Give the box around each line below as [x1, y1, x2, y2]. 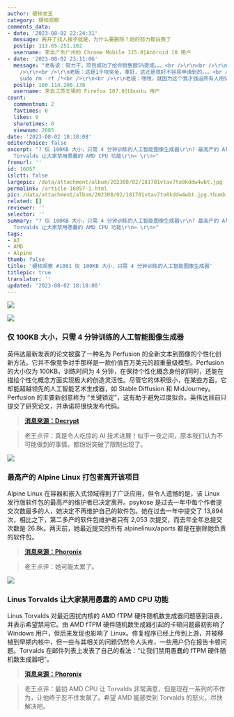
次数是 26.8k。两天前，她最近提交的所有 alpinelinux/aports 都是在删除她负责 [7, 523, 226, 533]
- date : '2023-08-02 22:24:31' [7, 29, 98, 37]
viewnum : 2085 [13, 127, 54, 134]
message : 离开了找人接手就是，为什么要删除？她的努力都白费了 [13, 36, 172, 43]
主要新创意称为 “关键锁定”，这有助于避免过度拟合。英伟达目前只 [42, 393, 227, 401]
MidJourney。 [173, 384, 214, 393]
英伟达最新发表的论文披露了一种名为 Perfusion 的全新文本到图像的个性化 [7, 349, 216, 358]
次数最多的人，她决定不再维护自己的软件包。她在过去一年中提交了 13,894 [13, 506, 224, 515]
